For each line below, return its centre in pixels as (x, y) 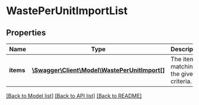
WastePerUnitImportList (67, 11)
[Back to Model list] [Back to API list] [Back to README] (74, 96)
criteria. (182, 81)
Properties (26, 33)
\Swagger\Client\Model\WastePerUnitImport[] (98, 70)
